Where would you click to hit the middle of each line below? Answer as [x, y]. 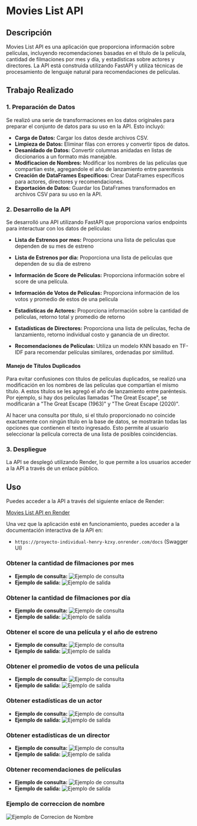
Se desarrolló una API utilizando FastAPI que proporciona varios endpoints [97, 222]
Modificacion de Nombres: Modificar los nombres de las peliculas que [101, 163]
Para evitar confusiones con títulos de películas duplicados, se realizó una [96, 379]
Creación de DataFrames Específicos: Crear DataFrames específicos [99, 175]
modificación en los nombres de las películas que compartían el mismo [92, 385]
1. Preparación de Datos [41, 107]
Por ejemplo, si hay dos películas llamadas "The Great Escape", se [86, 398]
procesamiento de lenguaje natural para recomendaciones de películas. [93, 72]
